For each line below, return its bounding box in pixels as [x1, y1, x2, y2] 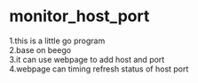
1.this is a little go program [9, 35, 106, 46]
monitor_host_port [9, 6, 150, 26]
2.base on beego [9, 44, 72, 55]
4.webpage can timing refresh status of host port [9, 64, 189, 74]
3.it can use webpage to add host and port [9, 54, 165, 64]
